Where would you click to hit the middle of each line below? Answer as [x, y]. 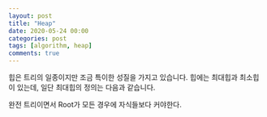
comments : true [34, 53]
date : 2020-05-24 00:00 [49, 31]
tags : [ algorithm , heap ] [50, 46]
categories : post [38, 38]
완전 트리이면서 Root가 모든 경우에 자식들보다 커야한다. [95, 104]
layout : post [30, 16]
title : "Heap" [32, 23]
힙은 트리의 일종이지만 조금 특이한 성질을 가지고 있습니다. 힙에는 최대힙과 [123, 77]
